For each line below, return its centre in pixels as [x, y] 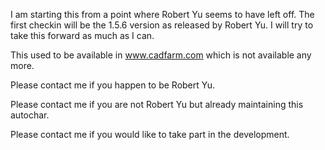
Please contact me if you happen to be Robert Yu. [113, 85]
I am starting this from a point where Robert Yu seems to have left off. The [162, 14]
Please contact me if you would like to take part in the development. [150, 134]
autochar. [30, 115]
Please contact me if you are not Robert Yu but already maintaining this [157, 104]
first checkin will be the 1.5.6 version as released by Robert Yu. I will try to [162, 25]
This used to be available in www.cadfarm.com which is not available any [161, 55]
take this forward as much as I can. [82, 35]
